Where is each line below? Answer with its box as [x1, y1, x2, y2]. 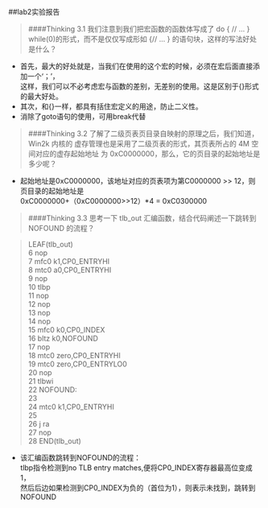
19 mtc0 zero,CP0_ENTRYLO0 [27, 359, 127, 369]
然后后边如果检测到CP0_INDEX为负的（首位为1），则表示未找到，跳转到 [19, 483, 256, 493]
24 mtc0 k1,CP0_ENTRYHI [27, 402, 114, 411]
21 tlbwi [27, 377, 54, 386]
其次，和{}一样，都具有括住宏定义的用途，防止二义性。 [19, 101, 203, 111]
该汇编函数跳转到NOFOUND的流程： [19, 453, 142, 462]
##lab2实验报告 [8, 7, 60, 16]
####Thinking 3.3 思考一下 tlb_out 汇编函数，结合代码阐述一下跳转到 [27, 213, 257, 223]
